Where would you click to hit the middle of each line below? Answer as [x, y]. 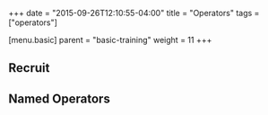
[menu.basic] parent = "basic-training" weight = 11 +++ [110, 40]
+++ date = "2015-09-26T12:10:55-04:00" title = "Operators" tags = [134, 13]
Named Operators [60, 98]
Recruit [29, 68]
